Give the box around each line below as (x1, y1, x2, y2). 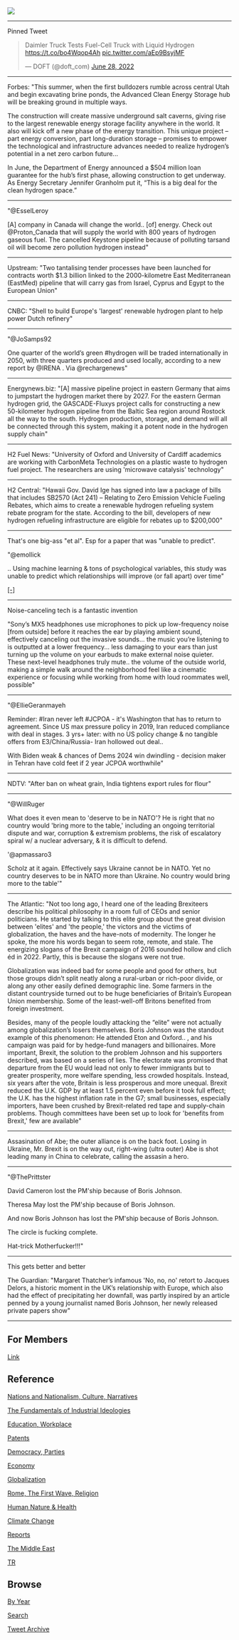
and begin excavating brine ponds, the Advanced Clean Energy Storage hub (7, 91, 230, 98)
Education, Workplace (7, 1420, 73, 1428)
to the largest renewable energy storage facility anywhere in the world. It (7, 119, 221, 128)
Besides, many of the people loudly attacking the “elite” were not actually (7, 1018, 222, 1026)
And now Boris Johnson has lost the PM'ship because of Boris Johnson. (7, 1214, 219, 1222)
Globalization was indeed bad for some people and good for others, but (7, 966, 217, 975)
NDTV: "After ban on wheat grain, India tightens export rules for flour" (7, 780, 211, 788)
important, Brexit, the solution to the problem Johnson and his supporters (7, 1048, 223, 1057)
